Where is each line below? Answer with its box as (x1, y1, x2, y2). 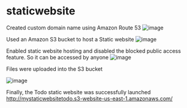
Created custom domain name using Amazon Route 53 (6, 24, 141, 31)
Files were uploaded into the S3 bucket (6, 65, 103, 73)
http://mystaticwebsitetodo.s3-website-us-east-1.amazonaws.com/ (6, 95, 173, 102)
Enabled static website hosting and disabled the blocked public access (6, 47, 181, 55)
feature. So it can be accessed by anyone (6, 53, 109, 61)
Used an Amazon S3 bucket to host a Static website (6, 35, 134, 43)
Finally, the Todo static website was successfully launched (6, 88, 151, 95)
